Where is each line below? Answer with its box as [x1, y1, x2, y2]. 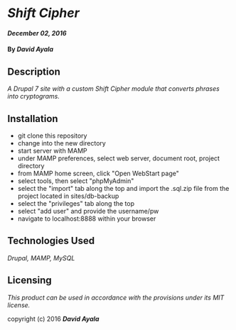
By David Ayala [7, 45, 54, 54]
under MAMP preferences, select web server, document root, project [17, 154, 220, 163]
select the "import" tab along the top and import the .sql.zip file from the [17, 185, 230, 192]
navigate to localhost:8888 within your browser [17, 214, 156, 223]
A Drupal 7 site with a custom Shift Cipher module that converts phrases [7, 84, 220, 93]
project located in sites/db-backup [17, 192, 119, 200]
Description [7, 65, 60, 77]
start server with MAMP [17, 147, 87, 155]
